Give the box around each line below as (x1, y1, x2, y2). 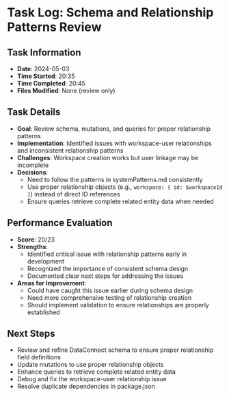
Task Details (7, 106, 61, 118)
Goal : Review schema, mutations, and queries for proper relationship (16, 125, 211, 133)
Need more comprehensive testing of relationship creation (27, 293, 192, 302)
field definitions (16, 353, 62, 361)
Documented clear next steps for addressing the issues (27, 272, 183, 280)
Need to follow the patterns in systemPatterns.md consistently (27, 175, 203, 183)
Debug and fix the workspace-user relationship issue (16, 375, 167, 383)
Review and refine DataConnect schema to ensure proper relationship (16, 346, 214, 354)
